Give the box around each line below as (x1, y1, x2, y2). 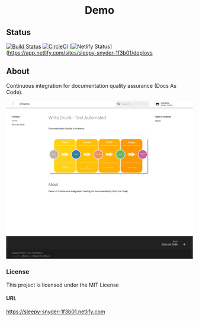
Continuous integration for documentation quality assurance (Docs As (6, 82, 176, 89)
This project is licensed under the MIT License (6, 281, 120, 288)
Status (6, 27, 31, 37)
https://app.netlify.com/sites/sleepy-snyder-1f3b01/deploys (8, 49, 153, 56)
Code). (6, 88, 23, 96)
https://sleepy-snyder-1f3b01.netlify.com (6, 308, 105, 315)
